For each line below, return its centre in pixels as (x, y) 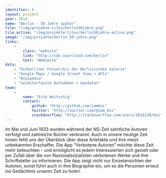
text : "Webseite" (41, 60)
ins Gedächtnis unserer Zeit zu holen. (43, 171)
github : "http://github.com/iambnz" (69, 106)
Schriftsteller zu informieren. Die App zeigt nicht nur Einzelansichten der (79, 160)
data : (11, 65)
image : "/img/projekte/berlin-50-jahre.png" (52, 37)
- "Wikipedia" (28, 78)
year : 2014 (16, 19)
